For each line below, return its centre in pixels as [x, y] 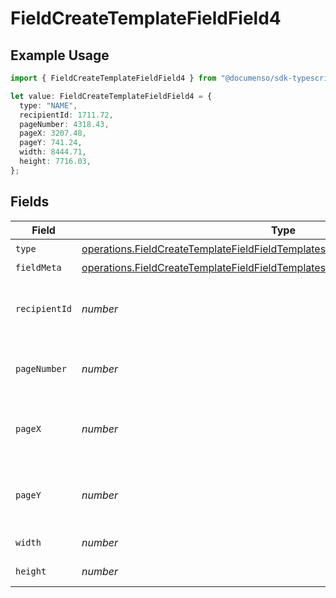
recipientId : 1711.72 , [66, 115]
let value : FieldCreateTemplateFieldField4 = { [111, 96]
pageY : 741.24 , [51, 143]
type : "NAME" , [48, 105]
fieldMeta [38, 267]
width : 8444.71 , [53, 152]
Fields [30, 202]
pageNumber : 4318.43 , [64, 124]
